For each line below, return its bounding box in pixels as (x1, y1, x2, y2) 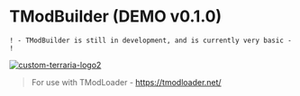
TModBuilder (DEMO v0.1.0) (9, 6, 223, 27)
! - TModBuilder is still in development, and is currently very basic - (9, 36, 293, 45)
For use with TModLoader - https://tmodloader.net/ (31, 76, 223, 87)
